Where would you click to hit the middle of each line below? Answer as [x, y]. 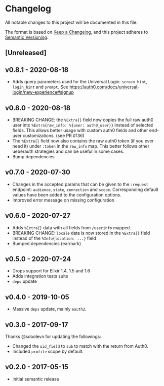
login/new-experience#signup [43, 92]
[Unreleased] [26, 53]
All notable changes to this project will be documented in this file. [72, 22]
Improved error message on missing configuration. [64, 200]
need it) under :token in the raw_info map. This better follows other [81, 146]
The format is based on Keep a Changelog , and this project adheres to [77, 32]
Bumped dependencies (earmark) [47, 243]
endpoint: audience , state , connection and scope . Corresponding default [85, 190]
